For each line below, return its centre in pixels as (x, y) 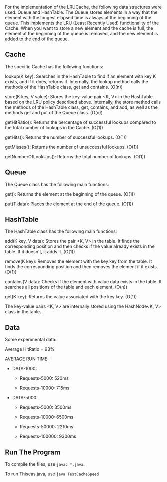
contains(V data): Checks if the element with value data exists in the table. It (83, 282)
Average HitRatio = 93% (30, 349)
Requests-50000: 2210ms (47, 427)
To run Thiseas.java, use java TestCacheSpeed (52, 474)
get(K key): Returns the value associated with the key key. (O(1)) (71, 297)
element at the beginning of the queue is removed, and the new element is (82, 34)
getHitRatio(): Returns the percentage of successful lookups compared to (81, 122)
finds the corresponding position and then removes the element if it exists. (82, 267)
